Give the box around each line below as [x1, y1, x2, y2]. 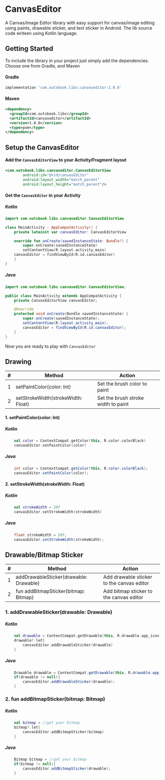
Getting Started [5, 44, 54, 53]
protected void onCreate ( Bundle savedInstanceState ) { [14, 312, 129, 317]
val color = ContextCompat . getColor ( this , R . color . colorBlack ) [14, 438, 146, 443]
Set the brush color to [97, 381, 147, 388]
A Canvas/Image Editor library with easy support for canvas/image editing [5, 20, 155, 26]
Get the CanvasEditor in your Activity [5, 192, 81, 198]
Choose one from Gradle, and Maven [5, 63, 80, 69]
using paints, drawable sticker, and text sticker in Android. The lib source [5, 25, 153, 31]
